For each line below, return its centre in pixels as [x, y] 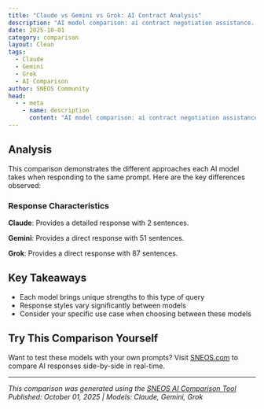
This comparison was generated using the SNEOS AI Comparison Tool [123, 388]
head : [17, 96]
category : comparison [44, 37]
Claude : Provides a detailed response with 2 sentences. [99, 223]
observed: [25, 185]
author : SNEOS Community [49, 88]
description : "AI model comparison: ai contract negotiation [110, 23]
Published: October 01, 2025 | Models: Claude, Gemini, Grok [106, 396]
